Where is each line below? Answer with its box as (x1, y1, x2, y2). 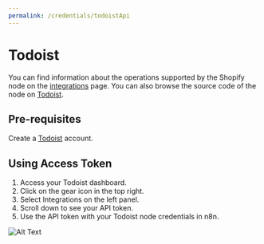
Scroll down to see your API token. (19, 203, 134, 213)
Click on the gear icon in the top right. (19, 187, 145, 196)
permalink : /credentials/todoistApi (8, 11, 130, 20)
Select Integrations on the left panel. (19, 195, 140, 204)
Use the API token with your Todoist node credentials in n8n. (19, 212, 219, 222)
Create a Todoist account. (8, 133, 93, 144)
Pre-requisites (8, 112, 81, 126)
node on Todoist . (8, 89, 64, 99)
